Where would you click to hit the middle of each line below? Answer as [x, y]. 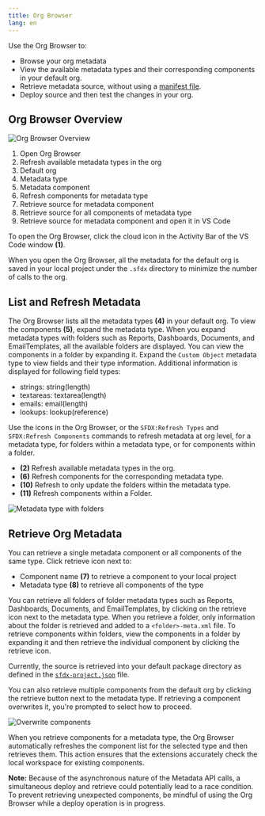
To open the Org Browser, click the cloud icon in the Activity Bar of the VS [129, 236]
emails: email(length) [54, 404]
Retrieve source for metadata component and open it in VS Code [125, 221]
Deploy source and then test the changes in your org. [106, 94]
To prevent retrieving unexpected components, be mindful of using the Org [131, 795]
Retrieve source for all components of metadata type [106, 213]
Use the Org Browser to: [47, 45]
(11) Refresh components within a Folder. [86, 494]
